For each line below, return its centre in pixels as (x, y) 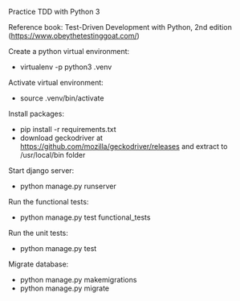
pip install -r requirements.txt (68, 129)
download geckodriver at (61, 138)
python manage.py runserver (68, 186)
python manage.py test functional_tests (85, 217)
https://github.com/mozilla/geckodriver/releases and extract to (124, 146)
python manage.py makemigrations (78, 280)
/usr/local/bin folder (53, 155)
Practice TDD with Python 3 (54, 12)
